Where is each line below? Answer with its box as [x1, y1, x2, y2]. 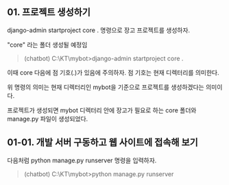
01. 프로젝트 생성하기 [7, 6, 91, 18]
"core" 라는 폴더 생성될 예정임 [7, 40, 88, 49]
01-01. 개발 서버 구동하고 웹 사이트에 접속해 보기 [7, 136, 199, 149]
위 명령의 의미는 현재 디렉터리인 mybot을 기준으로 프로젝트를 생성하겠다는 [7, 83, 204, 91]
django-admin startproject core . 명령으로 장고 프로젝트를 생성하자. [7, 26, 191, 34]
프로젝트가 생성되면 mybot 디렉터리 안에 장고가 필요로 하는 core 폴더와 [7, 106, 197, 114]
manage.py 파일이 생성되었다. [7, 114, 88, 123]
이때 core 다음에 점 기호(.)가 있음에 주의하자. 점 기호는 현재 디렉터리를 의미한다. [7, 68, 219, 77]
